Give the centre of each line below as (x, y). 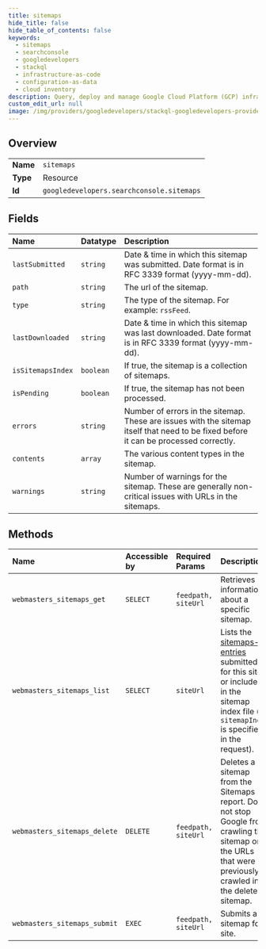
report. (233, 802)
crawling (236, 832)
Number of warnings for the (176, 476)
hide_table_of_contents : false (60, 30)
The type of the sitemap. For (177, 300)
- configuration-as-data (56, 82)
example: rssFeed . (158, 310)
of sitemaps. (147, 375)
